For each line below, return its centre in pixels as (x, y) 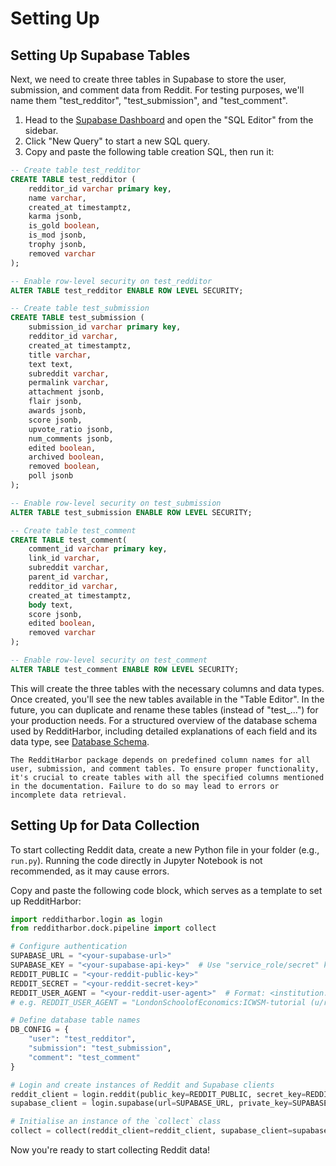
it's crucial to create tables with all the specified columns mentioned (167, 777)
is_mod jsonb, (57, 235)
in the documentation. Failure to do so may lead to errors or (145, 786)
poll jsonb (51, 476)
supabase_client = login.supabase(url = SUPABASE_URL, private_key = (151, 1103)
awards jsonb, (57, 411)
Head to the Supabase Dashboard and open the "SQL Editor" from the (169, 120)
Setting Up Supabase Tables (100, 55)
